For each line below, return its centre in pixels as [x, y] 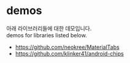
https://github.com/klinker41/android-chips [69, 53]
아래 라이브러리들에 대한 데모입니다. [49, 28]
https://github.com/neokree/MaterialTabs [67, 47]
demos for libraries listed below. [47, 35]
